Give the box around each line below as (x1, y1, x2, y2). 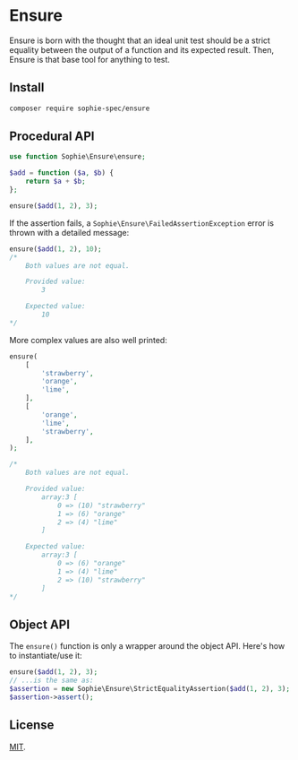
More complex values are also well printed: (9, 334, 167, 345)
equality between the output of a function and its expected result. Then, (9, 44, 275, 55)
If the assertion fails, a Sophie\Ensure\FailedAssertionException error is (9, 217, 275, 229)
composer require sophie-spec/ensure (9, 104, 150, 113)
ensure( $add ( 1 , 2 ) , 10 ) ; (9, 244, 102, 254)
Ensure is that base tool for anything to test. (9, 54, 170, 65)
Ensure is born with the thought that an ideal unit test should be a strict (9, 35, 271, 46)
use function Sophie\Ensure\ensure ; (9, 152, 146, 161)
